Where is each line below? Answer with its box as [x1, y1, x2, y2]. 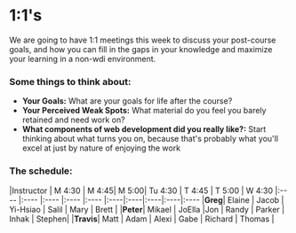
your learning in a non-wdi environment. [9, 53, 156, 64]
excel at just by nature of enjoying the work [21, 143, 180, 153]
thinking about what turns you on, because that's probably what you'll [21, 134, 278, 144]
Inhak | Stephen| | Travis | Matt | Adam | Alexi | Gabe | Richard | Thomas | [9, 214, 275, 224]
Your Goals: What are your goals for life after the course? [21, 96, 233, 106]
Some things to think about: [9, 75, 132, 88]
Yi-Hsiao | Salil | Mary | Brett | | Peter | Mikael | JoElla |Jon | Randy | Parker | [9, 204, 285, 214]
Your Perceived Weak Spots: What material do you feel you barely [21, 105, 267, 116]
